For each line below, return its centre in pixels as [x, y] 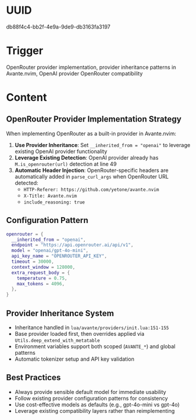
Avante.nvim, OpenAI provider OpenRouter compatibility [75, 73]
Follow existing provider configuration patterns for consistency [91, 398]
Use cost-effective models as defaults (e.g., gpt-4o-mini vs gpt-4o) [97, 405]
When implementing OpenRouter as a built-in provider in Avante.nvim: [91, 133]
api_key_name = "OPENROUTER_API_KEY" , [60, 256]
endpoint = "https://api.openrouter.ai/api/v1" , [73, 245]
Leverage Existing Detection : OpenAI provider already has [86, 157]
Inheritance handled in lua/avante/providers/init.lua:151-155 [92, 327]
